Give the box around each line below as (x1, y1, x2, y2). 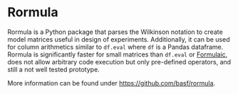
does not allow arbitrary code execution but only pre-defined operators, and (7, 57, 232, 66)
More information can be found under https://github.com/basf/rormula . (7, 78, 216, 87)
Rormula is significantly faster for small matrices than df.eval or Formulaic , (7, 50, 228, 59)
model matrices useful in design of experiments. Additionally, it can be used (7, 35, 230, 43)
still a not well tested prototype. (7, 65, 100, 74)
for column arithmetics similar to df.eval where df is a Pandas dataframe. (7, 42, 224, 51)
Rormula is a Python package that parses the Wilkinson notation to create (7, 28, 223, 36)
